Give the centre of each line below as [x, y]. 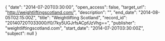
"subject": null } [21, 33]
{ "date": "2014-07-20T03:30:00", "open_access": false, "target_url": [76, 7]
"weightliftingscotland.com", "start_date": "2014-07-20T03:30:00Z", [75, 28]
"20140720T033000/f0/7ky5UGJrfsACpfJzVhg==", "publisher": [70, 23]
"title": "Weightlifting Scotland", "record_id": [82, 18]
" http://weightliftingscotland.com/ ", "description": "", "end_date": [71, 12]
